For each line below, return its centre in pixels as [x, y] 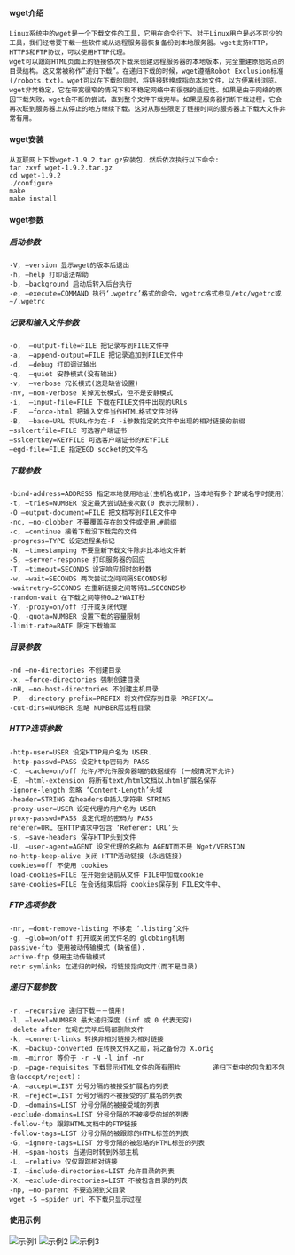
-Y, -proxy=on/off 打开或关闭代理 [68, 607]
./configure [31, 184]
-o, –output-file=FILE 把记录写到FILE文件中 [89, 345]
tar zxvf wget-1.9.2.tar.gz [61, 168]
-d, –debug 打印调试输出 [53, 364]
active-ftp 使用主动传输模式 [58, 957]
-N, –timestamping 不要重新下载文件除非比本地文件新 [98, 550]
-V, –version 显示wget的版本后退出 [70, 265]
